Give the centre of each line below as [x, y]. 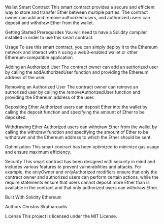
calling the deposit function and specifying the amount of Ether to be [75, 112]
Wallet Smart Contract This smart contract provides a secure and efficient [80, 7]
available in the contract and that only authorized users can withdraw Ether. [82, 188]
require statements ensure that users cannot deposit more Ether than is [78, 182]
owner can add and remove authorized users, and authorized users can [78, 17]
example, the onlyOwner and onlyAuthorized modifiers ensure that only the [81, 172]
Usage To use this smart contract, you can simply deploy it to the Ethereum [82, 47]
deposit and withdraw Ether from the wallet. [49, 23]
